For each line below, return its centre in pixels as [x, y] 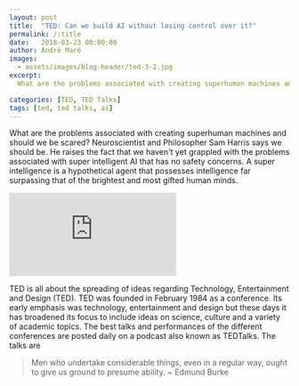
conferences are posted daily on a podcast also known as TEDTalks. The [142, 336]
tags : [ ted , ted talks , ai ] [61, 108]
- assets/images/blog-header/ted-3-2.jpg [95, 68]
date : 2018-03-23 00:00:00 [63, 42]
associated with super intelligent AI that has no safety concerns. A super [142, 162]
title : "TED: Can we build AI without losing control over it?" [133, 26]
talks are [25, 346]
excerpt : [25, 76]
